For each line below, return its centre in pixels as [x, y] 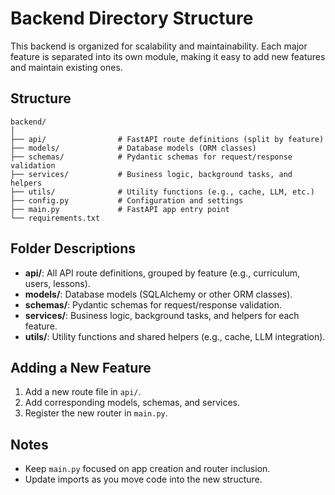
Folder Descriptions [73, 248]
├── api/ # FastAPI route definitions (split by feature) [167, 139]
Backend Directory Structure [132, 18]
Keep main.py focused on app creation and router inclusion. [147, 469]
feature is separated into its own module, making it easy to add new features [168, 56]
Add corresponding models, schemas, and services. [132, 403]
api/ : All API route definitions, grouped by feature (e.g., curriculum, [162, 273]
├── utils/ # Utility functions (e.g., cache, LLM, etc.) [162, 192]
